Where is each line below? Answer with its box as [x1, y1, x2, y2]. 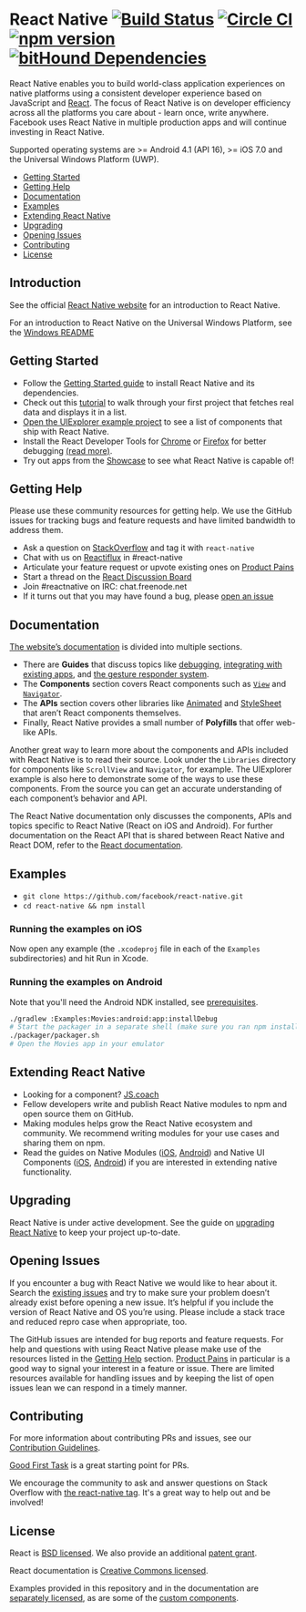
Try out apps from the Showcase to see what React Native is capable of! [22, 455, 294, 466]
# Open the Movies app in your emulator [9, 1040, 166, 1049]
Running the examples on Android [9, 976, 163, 989]
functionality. [22, 1166, 72, 1177]
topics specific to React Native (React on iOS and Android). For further [9, 820, 273, 831]
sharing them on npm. [22, 1137, 106, 1148]
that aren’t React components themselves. [22, 707, 182, 719]
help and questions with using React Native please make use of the [9, 1343, 261, 1354]
